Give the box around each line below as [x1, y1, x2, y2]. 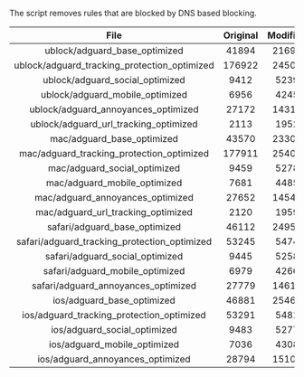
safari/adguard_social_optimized [44, 250, 184, 262]
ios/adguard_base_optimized [52, 294, 176, 306]
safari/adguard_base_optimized [46, 221, 182, 233]
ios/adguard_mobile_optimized [48, 338, 179, 351]
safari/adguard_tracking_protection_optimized [16, 235, 213, 248]
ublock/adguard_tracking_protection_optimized [14, 59, 214, 71]
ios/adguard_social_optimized [51, 324, 178, 335]
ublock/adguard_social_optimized [43, 74, 185, 86]
